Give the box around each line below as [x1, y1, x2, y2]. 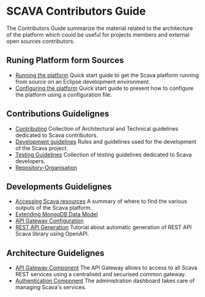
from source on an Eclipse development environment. [15, 78, 151, 85]
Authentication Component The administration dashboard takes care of [15, 277, 195, 285]
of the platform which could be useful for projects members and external [6, 31, 190, 38]
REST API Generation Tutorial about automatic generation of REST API [15, 224, 192, 231]
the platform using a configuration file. [15, 90, 112, 98]
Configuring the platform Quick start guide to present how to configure [15, 84, 194, 92]
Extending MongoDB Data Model [15, 211, 98, 218]
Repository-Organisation [15, 164, 78, 171]
